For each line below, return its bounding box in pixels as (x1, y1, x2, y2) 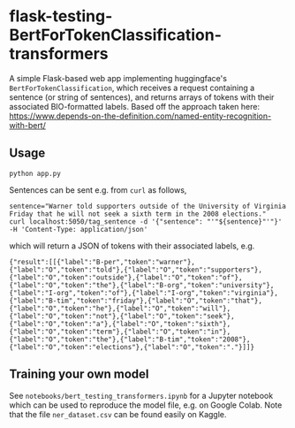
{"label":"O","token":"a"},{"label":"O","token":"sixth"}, (9, 319, 231, 328)
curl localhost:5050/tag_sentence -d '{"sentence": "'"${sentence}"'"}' (9, 217, 283, 226)
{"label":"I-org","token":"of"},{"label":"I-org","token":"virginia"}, (9, 288, 278, 297)
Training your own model (9, 367, 149, 382)
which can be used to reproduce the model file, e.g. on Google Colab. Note (9, 400, 283, 410)
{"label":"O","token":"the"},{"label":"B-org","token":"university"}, (9, 280, 275, 289)
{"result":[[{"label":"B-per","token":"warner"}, (9, 257, 196, 266)
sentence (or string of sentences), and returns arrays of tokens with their (9, 91, 275, 103)
